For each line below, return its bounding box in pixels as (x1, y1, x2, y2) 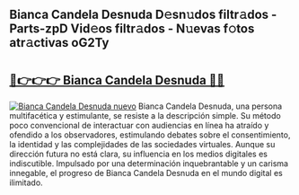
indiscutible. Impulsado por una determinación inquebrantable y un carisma (9, 158, 289, 169)
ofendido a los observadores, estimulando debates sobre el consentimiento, (9, 129, 291, 140)
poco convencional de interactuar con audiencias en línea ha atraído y (9, 120, 269, 130)
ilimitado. (9, 177, 43, 188)
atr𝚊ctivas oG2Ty (9, 35, 110, 50)
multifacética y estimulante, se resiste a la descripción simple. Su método (9, 111, 281, 120)
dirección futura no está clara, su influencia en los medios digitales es (9, 148, 268, 159)
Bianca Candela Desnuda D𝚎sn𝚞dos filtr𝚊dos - (9, 7, 277, 22)
